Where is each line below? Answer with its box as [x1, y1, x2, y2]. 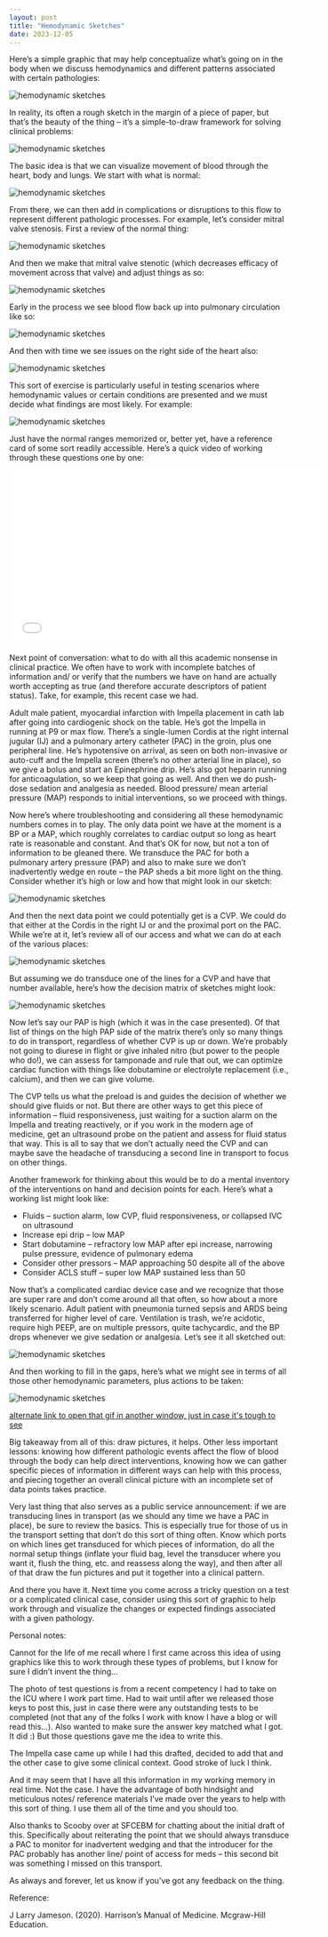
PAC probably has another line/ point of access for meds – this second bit [9, 1849, 278, 1860]
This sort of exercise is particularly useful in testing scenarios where [9, 380, 260, 391]
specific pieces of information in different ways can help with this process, [9, 1465, 283, 1476]
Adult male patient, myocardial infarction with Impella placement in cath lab [9, 708, 284, 719]
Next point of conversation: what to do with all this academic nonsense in [9, 653, 278, 663]
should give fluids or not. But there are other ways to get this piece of [9, 1100, 264, 1112]
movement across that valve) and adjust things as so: [9, 268, 204, 278]
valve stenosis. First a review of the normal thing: [9, 223, 189, 234]
